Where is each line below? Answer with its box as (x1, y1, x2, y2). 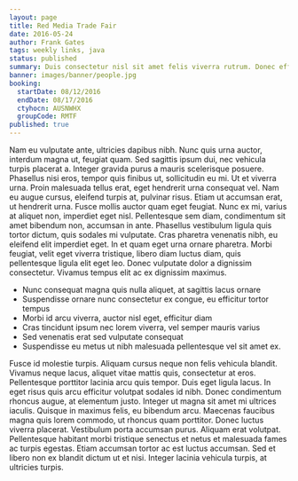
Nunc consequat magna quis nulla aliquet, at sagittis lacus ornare (21, 285, 262, 295)
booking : (9, 79, 42, 88)
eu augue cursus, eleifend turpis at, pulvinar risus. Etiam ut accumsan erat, (9, 192, 283, 202)
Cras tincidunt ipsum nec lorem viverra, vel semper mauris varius (21, 322, 261, 333)
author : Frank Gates (9, 37, 86, 47)
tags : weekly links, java (9, 46, 105, 55)
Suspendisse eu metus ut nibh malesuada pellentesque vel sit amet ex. (21, 341, 281, 351)
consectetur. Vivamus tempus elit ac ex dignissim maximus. (9, 267, 228, 278)
